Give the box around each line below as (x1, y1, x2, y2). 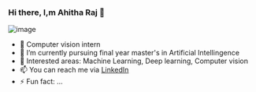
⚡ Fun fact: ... (19, 77, 63, 87)
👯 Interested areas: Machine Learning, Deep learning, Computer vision (19, 56, 249, 65)
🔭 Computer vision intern (19, 40, 101, 49)
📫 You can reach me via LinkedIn (19, 65, 129, 75)
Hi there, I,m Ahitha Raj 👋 (8, 7, 105, 18)
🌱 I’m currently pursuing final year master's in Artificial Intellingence (19, 48, 240, 58)
